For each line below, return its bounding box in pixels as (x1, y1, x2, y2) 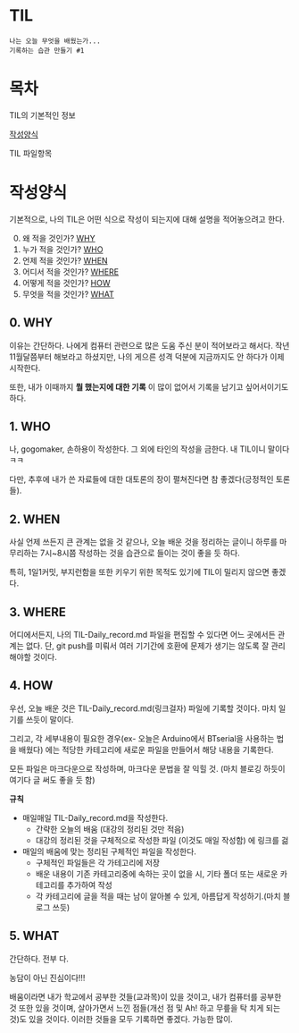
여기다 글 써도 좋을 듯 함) (9, 775, 96, 785)
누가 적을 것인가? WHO (21, 243, 104, 255)
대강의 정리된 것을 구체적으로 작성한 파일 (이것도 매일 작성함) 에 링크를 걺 (35, 834, 289, 845)
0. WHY (9, 315, 54, 331)
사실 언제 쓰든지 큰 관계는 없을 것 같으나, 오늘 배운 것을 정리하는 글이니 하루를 (9, 537, 278, 547)
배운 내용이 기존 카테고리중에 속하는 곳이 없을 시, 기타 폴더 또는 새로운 (35, 868, 278, 879)
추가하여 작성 (66, 879, 113, 890)
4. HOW (9, 678, 54, 693)
